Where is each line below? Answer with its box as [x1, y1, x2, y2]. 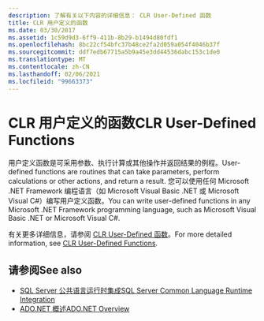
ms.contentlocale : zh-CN [8, 63, 90, 71]
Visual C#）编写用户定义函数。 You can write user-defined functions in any [8, 196, 251, 206]
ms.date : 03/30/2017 [8, 26, 76, 34]
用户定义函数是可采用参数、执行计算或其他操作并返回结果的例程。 [8, 159, 222, 168]
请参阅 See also [8, 263, 83, 277]
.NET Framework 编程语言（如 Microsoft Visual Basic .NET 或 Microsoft [8, 186, 240, 196]
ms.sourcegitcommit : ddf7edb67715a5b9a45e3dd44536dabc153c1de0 [8, 48, 221, 56]
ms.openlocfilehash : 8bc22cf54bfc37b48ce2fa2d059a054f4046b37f [8, 41, 221, 49]
